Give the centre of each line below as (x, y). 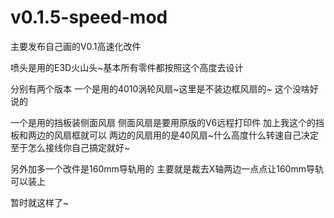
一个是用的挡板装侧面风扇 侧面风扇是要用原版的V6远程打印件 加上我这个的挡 (167, 122)
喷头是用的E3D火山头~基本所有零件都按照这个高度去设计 (127, 67)
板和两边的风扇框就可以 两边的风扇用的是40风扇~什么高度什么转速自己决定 (165, 135)
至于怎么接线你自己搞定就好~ (70, 147)
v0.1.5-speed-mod (89, 17)
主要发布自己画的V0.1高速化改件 (76, 46)
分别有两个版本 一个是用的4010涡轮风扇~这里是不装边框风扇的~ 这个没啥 (160, 88)
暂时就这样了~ (40, 202)
